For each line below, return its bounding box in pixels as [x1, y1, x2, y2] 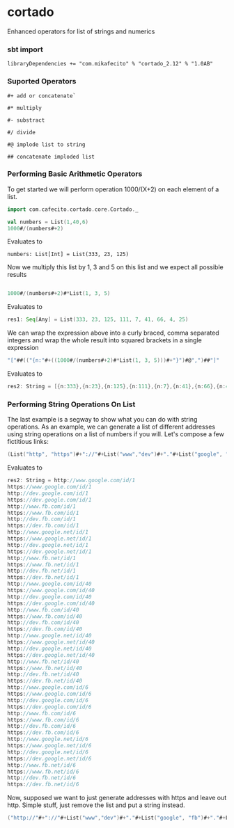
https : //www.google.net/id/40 [7, 639, 95, 646]
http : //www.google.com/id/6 [7, 684, 89, 691]
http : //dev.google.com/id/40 [7, 593, 92, 600]
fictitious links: [7, 438, 49, 446]
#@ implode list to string [7, 141, 86, 148]
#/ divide [7, 129, 36, 136]
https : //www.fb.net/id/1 [7, 561, 79, 568]
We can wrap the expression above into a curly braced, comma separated [7, 328, 219, 337]
